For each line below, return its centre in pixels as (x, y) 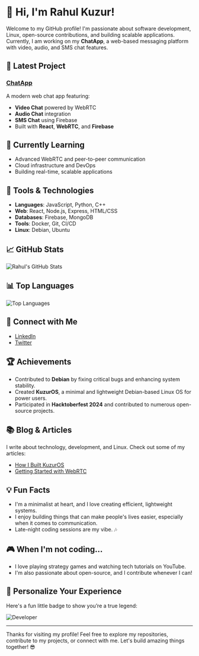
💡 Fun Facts (28, 490)
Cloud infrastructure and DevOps (55, 165)
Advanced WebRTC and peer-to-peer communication (80, 159)
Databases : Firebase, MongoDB (54, 217)
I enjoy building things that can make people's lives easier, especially (99, 517)
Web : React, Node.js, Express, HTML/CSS (66, 211)
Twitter (23, 342)
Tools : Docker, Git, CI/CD (45, 224)
